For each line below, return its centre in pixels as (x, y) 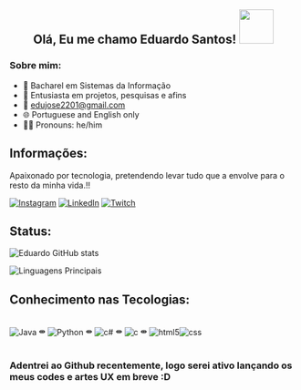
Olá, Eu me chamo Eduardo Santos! (135, 40)
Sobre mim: (36, 66)
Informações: (49, 154)
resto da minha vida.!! (50, 185)
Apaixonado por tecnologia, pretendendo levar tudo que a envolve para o (147, 175)
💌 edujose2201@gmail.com (74, 105)
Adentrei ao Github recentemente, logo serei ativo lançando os (151, 365)
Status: (31, 231)
